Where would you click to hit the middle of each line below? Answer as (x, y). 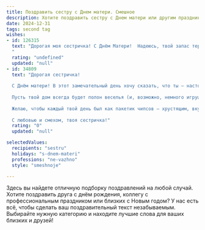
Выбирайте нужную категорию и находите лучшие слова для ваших (95, 214)
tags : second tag (28, 29)
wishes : (16, 35)
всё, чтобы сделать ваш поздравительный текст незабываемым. (91, 207)
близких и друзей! (30, 220)
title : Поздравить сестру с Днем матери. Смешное (71, 12)
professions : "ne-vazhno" (45, 160)
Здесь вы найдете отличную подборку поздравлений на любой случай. (100, 188)
